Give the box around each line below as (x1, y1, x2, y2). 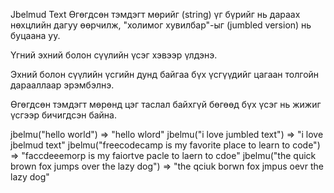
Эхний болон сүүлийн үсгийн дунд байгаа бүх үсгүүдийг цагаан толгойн (10, 69, 320, 80)
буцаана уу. (10, 30, 61, 41)
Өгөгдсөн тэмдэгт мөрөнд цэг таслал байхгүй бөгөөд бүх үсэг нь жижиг (10, 99, 322, 110)
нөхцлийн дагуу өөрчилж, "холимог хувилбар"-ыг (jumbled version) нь (10, 19, 312, 31)
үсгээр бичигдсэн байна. (10, 109, 117, 121)
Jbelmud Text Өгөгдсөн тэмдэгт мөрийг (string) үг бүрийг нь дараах (10, 9, 301, 20)
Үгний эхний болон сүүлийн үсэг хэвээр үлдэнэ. (10, 49, 218, 61)
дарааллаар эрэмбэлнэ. (10, 79, 115, 91)
